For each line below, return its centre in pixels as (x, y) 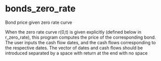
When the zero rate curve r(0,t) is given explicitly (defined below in (73, 32)
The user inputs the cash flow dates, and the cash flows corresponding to (80, 42)
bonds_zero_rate (40, 9)
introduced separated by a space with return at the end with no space (76, 53)
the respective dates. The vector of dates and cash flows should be (74, 48)
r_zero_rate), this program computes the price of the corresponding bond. (80, 37)
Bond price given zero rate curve (39, 22)
